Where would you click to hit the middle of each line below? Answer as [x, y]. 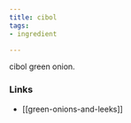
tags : [19, 26]
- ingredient [33, 34]
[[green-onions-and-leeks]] [73, 109]
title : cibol [33, 17]
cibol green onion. [42, 66]
